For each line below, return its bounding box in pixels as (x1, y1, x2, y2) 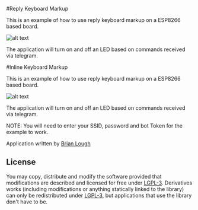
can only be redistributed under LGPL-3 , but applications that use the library (6, 192, 192, 199)
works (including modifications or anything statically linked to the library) (6, 185, 184, 192)
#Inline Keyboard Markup (6, 63, 68, 71)
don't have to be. (6, 198, 48, 205)
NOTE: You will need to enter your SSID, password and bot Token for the (6, 122, 183, 129)
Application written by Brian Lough (6, 140, 91, 147)
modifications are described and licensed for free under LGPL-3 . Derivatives (6, 179, 193, 186)
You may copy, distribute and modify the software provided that (6, 173, 162, 180)
